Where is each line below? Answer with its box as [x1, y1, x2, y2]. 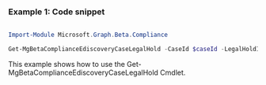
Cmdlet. [159, 68, 186, 77]
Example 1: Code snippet [8, 6, 105, 17]
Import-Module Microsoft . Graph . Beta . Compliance [8, 31, 169, 39]
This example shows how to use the [8, 60, 125, 69]
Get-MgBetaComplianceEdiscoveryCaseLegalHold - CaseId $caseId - [8, 46, 225, 54]
